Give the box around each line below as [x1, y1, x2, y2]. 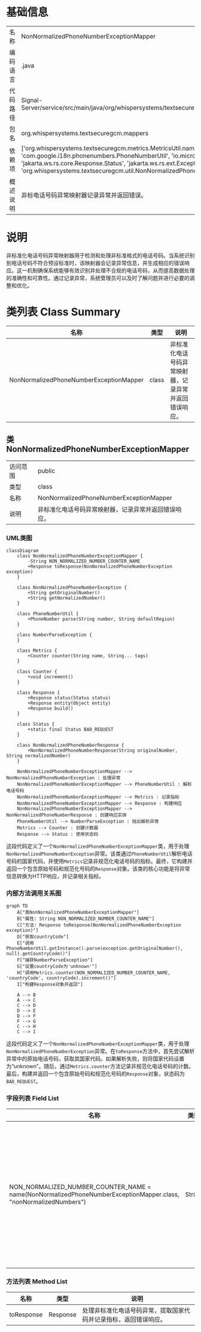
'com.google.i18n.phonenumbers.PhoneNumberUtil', [21, 151, 170, 160]
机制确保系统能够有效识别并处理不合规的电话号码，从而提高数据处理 [26, 267, 195, 274]
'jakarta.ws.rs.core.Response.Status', [21, 159, 126, 167]
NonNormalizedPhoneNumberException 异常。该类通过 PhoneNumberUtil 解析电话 [6, 850, 193, 857]
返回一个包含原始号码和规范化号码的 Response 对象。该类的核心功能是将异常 [6, 865, 190, 872]
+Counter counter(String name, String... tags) [28, 652, 148, 658]
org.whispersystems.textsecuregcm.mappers [21, 129, 148, 137]
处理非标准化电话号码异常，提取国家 [82, 1306, 184, 1315]
